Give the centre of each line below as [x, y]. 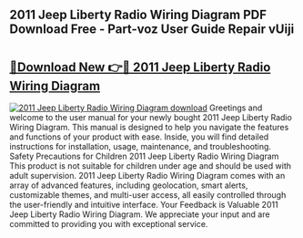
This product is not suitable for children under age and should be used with [150, 166]
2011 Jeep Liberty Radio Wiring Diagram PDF [138, 15]
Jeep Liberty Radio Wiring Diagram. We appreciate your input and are [140, 214]
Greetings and [236, 108]
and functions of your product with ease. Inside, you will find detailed [139, 137]
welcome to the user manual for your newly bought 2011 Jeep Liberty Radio [151, 117]
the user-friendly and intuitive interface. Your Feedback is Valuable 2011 [144, 205]
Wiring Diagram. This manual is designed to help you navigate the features [149, 127]
